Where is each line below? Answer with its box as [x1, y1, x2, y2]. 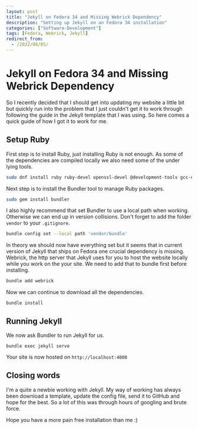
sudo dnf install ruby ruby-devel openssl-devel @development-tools [6, 174, 178, 180]
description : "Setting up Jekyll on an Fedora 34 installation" [6, 19, 167, 25]
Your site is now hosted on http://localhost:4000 [6, 353, 128, 360]
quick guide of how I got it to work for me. [6, 117, 108, 124]
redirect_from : [6, 36, 44, 42]
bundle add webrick [6, 278, 54, 284]
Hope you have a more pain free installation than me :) [6, 416, 138, 423]
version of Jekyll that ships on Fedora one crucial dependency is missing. [6, 248, 184, 255]
